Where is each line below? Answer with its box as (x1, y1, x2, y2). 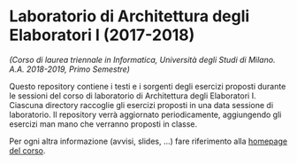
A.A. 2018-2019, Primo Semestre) (9, 64, 131, 74)
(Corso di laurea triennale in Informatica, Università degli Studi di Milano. (9, 54, 276, 65)
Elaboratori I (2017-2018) (9, 25, 195, 45)
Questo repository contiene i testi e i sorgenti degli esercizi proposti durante (9, 81, 286, 91)
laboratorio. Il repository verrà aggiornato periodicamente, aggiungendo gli (9, 109, 282, 120)
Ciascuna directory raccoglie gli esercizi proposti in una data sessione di (9, 99, 274, 110)
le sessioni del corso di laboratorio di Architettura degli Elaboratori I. (9, 90, 256, 101)
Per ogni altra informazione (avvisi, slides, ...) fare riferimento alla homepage (9, 136, 288, 146)
